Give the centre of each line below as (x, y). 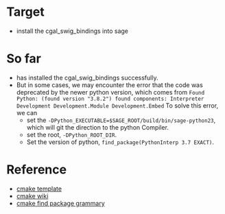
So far (24, 59)
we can (27, 112)
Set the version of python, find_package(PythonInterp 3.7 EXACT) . (120, 142)
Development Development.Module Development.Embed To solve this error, (117, 105)
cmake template (39, 189)
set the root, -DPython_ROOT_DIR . (72, 134)
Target (26, 12)
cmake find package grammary (61, 203)
